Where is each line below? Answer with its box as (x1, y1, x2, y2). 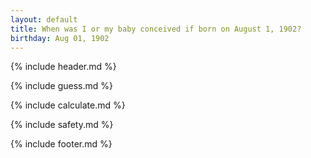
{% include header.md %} (10, 61, 117, 73)
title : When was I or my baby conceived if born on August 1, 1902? (10, 24, 302, 34)
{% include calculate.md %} (10, 99, 126, 111)
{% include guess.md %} (10, 80, 113, 92)
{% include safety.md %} (10, 119, 114, 131)
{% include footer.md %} (10, 138, 113, 150)
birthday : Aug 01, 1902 (10, 33, 110, 43)
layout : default (10, 14, 78, 25)
